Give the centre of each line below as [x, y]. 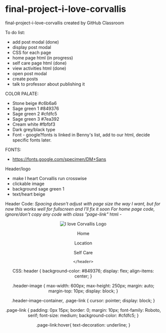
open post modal [29, 73]
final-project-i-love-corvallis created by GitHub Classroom [65, 23]
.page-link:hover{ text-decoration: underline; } [83, 325]
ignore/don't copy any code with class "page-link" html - [64, 214]
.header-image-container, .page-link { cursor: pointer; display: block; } [83, 300]
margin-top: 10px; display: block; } [83, 291]
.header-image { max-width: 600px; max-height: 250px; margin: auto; [83, 285]
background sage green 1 [38, 189]
